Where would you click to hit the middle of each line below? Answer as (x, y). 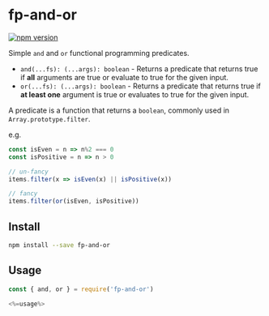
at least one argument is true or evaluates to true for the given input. (134, 94)
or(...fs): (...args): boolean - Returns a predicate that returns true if (140, 86)
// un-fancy (28, 172)
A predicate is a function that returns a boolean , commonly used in (119, 110)
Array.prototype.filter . (49, 118)
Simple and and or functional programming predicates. (99, 53)
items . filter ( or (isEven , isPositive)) (74, 201)
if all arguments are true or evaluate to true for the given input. (124, 77)
